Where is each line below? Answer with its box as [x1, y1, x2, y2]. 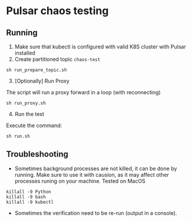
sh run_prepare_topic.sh [6, 67, 67, 73]
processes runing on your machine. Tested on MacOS [14, 177, 145, 184]
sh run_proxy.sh [6, 100, 46, 106]
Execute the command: [6, 122, 62, 129]
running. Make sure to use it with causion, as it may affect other [14, 171, 170, 178]
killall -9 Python [6, 188, 51, 195]
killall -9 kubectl [6, 199, 54, 205]
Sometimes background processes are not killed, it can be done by [14, 165, 177, 172]
